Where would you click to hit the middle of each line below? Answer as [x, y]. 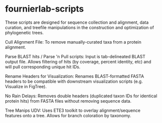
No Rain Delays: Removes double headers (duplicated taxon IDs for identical [81, 96]
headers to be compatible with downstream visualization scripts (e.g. [74, 81]
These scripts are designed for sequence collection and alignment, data [77, 22]
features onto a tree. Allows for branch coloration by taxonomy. [68, 115]
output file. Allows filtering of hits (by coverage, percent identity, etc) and [78, 61]
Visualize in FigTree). [26, 86]
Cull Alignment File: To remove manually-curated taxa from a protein [73, 42]
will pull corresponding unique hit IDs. [43, 67]
